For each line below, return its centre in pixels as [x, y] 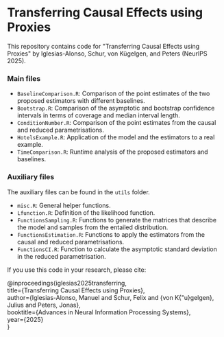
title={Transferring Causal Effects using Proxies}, [76, 290]
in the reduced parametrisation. [61, 256]
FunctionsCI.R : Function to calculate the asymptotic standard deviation [117, 249]
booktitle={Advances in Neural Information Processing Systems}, [99, 312]
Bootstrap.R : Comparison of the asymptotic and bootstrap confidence [116, 108]
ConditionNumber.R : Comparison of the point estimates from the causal [116, 123]
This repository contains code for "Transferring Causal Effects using [103, 46]
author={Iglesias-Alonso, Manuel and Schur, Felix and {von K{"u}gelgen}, [111, 297]
